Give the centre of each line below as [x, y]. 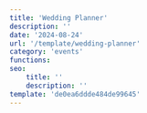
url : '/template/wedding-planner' [75, 43]
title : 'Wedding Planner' [58, 18]
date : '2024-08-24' [47, 35]
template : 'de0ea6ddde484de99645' [75, 94]
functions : [30, 60]
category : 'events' [47, 52]
